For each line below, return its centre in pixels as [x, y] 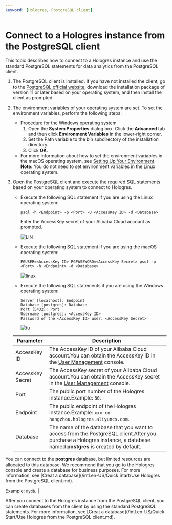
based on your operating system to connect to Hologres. [72, 187]
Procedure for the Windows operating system [68, 123]
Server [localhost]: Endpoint [53, 300]
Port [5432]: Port [40, 309]
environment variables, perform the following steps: [67, 113]
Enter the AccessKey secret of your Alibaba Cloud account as [85, 221]
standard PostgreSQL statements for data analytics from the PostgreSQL [82, 66]
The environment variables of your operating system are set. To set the [88, 108]
